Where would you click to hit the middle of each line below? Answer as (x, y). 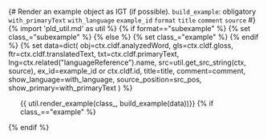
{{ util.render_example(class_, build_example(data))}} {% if (117, 103)
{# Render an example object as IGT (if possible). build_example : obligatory (132, 12)
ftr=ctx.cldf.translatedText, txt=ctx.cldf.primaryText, (94, 54)
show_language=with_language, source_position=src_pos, (105, 79)
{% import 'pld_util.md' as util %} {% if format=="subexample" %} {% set (129, 28)
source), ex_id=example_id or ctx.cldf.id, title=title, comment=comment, (127, 71)
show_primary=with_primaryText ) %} (71, 88)
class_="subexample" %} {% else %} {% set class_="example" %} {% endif (133, 37)
